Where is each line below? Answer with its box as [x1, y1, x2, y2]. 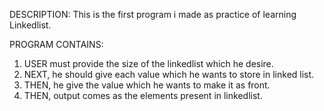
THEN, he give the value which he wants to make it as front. [23, 79, 271, 91]
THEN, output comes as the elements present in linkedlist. [23, 90, 263, 101]
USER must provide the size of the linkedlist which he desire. [23, 58, 274, 69]
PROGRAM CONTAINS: [9, 39, 104, 50]
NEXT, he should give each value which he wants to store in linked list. [23, 69, 315, 80]
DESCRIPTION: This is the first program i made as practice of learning [9, 9, 297, 20]
